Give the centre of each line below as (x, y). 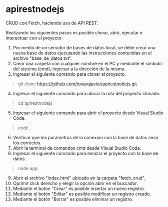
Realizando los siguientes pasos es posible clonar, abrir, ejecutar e (74, 32)
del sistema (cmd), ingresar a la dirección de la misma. (69, 69)
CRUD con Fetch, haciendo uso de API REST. (52, 23)
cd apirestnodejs (35, 103)
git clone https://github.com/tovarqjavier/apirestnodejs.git (77, 84)
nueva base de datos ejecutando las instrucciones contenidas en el (82, 53)
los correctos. (27, 143)
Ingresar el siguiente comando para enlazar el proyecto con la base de (85, 153)
